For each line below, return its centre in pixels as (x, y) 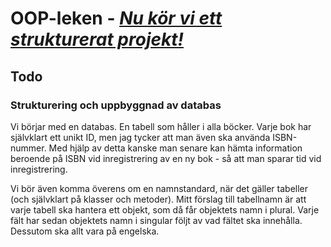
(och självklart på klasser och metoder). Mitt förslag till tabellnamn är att (158, 199)
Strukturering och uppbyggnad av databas (116, 105)
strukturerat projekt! (97, 39)
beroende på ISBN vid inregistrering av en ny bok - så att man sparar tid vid (166, 158)
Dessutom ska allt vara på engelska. (85, 231)
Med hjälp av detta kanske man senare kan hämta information (175, 148)
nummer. (28, 148)
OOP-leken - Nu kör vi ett (116, 18)
